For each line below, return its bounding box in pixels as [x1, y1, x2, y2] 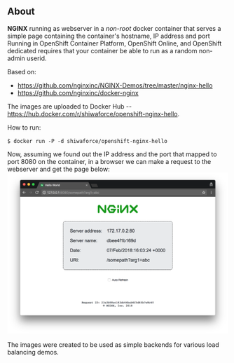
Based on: [7, 67, 36, 76]
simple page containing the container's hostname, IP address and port [7, 32, 210, 40]
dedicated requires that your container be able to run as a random [7, 46, 198, 55]
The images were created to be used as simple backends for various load [7, 341, 219, 349]
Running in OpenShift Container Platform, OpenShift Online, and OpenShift [7, 39, 222, 48]
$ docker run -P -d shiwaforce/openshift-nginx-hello [7, 137, 168, 144]
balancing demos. [7, 348, 60, 357]
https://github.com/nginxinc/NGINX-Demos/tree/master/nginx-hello [17, 81, 213, 90]
